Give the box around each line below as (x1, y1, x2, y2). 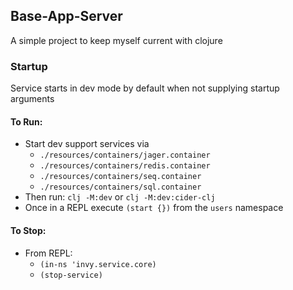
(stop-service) (39, 270, 103, 280)
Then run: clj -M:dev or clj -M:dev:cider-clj (24, 191, 216, 203)
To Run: (10, 115, 43, 128)
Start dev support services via (24, 138, 150, 150)
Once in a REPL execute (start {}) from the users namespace (24, 202, 284, 214)
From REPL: (24, 247, 73, 259)
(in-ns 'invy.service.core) (39, 259, 157, 269)
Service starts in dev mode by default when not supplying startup (10, 82, 280, 94)
